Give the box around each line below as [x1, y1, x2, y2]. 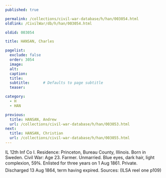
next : [5, 126, 16, 131]
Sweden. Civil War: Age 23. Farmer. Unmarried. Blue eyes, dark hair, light [5, 154, 155, 160]
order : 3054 [9, 57, 35, 62]
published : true [5, 7, 39, 12]
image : [9, 62, 23, 67]
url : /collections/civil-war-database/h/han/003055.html [9, 136, 130, 141]
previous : [5, 112, 26, 117]
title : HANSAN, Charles [5, 39, 55, 44]
